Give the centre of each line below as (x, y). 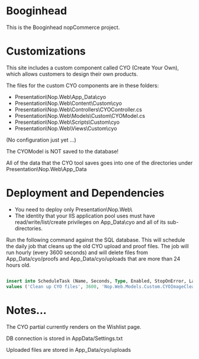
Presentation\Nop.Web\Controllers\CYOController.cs (78, 109)
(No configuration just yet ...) (41, 140)
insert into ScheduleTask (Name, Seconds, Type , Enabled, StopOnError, (96, 281)
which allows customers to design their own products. (72, 74)
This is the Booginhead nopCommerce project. (63, 27)
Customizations (46, 51)
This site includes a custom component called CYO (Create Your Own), (93, 68)
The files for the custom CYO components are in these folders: (82, 85)
